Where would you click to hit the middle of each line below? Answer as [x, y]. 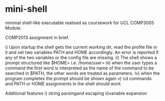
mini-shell [26, 9]
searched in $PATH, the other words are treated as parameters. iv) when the [82, 73]
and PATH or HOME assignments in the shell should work [63, 84]
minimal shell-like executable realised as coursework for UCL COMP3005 [80, 23]
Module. [14, 28]
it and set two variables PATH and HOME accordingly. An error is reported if [82, 52]
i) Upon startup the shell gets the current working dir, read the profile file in [81, 47]
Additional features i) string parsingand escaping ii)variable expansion [76, 93]
